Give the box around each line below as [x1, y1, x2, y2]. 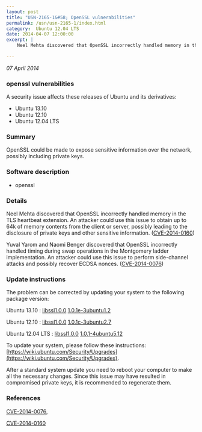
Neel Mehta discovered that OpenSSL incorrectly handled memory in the [6, 210, 186, 217]
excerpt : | [6, 37, 34, 43]
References [6, 394, 41, 403]
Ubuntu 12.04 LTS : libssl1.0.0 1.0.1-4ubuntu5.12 [6, 330, 123, 338]
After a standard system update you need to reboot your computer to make [6, 366, 192, 374]
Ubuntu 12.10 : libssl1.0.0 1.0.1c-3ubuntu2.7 [6, 318, 112, 326]
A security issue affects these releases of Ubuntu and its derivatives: [6, 93, 177, 100]
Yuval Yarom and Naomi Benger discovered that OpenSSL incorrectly [6, 241, 178, 248]
